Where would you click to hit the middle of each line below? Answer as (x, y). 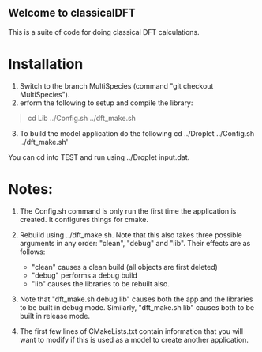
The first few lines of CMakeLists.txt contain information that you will (131, 331)
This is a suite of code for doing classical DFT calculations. (104, 32)
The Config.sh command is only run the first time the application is (128, 211)
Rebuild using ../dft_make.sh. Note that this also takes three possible (131, 235)
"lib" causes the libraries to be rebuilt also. (100, 283)
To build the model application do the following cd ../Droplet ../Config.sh (137, 133)
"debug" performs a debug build (84, 275)
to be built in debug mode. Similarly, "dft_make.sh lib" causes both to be (137, 307)
